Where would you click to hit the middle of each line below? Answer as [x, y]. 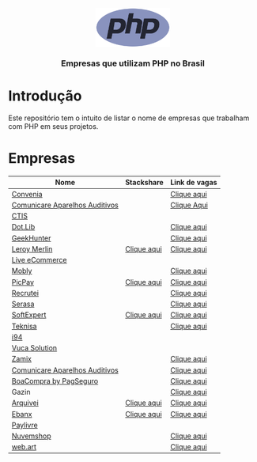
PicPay [23, 282]
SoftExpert [29, 315]
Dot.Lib [23, 227]
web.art [24, 447]
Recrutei [25, 293]
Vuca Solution [34, 348]
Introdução [45, 96]
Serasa [23, 304]
